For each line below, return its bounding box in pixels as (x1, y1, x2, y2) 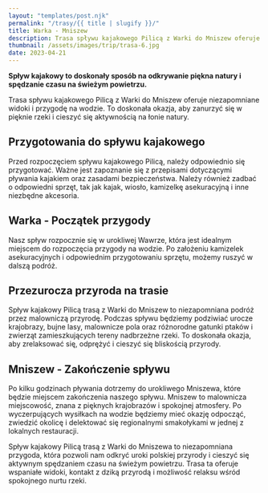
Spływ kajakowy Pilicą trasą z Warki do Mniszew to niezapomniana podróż (8, 305, 254, 315)
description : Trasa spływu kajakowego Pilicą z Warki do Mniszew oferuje (8, 34, 261, 42)
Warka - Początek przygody (8, 214, 151, 228)
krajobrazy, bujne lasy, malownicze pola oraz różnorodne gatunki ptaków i (8, 322, 254, 332)
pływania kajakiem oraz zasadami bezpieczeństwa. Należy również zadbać (8, 173, 257, 183)
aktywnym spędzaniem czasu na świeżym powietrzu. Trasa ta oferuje (8, 459, 239, 469)
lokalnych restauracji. (8, 426, 79, 436)
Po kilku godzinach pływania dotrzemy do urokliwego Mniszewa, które (8, 384, 242, 394)
